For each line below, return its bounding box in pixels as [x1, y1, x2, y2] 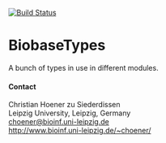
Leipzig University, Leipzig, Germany [8, 108, 131, 118]
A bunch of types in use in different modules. [8, 63, 160, 72]
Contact [8, 81, 36, 91]
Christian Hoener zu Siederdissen [8, 100, 121, 110]
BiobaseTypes [8, 37, 106, 54]
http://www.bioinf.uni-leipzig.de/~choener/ [8, 126, 151, 136]
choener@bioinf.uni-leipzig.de [8, 117, 109, 127]
